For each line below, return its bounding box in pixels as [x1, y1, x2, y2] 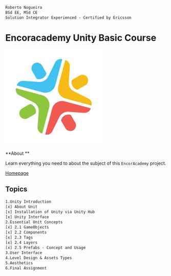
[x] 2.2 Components [5, 229, 47, 235]
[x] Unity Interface [5, 214, 50, 219]
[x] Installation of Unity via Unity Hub [5, 209, 95, 214]
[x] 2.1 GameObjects [5, 224, 50, 229]
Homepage [5, 170, 29, 176]
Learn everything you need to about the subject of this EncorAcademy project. [5, 160, 166, 166]
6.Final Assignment [5, 265, 47, 270]
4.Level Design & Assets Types [5, 255, 72, 260]
